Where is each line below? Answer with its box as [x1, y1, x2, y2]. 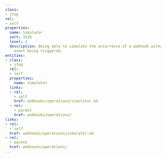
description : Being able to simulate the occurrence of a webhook [9, 44, 149, 49]
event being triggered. [14, 48, 63, 53]
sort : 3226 [9, 35, 32, 40]
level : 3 [9, 39, 28, 44]
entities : [5, 53, 26, 58]
